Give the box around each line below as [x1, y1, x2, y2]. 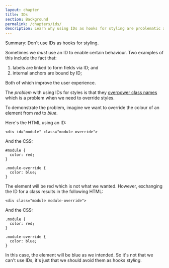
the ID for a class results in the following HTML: [5, 189, 104, 195]
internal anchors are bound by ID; [12, 70, 82, 76]
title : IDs [5, 12, 28, 17]
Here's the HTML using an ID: [5, 120, 66, 126]
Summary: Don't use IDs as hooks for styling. [5, 40, 99, 46]
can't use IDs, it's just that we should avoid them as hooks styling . [5, 257, 142, 263]
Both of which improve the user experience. [5, 80, 96, 86]
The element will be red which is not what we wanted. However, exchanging [5, 183, 162, 189]
